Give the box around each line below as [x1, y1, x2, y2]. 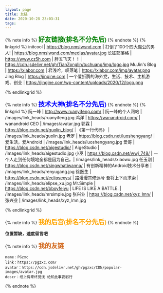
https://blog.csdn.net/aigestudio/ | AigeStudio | [5, 145, 100, 150]
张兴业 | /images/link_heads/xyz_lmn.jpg [5, 197, 86, 203]
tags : [5, 21, 16, 26]
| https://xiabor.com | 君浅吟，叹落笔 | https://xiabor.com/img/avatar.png [5, 67, 150, 73]
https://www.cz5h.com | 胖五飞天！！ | [5, 56, 83, 62]
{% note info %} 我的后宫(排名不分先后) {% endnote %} [5, 218, 139, 226]
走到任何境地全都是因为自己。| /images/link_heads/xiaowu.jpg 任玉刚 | [13, 157, 155, 163]
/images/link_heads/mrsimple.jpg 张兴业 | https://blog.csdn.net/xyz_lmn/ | [5, 191, 154, 197]
